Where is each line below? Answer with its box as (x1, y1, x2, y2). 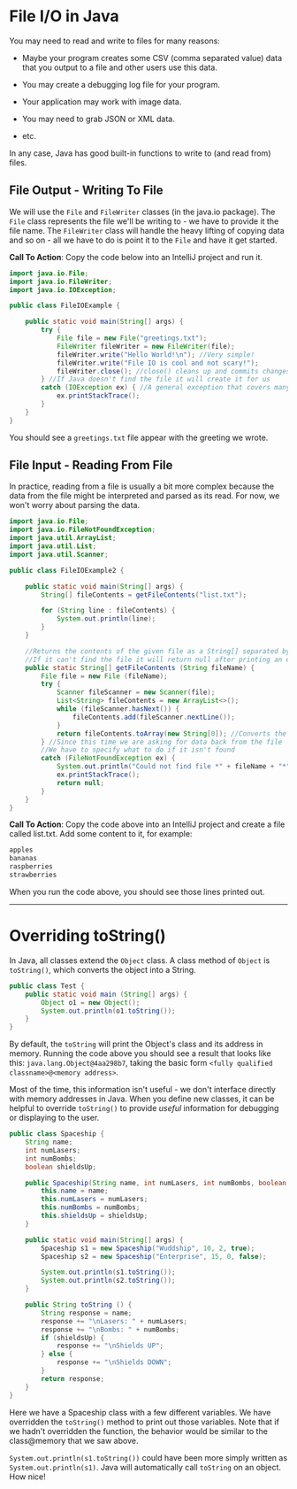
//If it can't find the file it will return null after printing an (25, 655, 283, 664)
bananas (9, 854, 38, 863)
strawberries (9, 870, 57, 880)
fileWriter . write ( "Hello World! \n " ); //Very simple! (56, 350, 255, 359)
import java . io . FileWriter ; (9, 277, 113, 286)
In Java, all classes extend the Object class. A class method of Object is (9, 954, 270, 966)
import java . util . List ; (9, 542, 97, 551)
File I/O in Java (9, 6, 119, 27)
